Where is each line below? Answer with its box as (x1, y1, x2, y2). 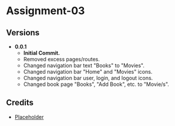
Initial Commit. (23, 49, 60, 57)
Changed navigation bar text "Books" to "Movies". (23, 62, 145, 69)
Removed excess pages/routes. (23, 56, 100, 62)
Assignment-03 (6, 4, 85, 18)
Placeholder (14, 113, 44, 120)
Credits (6, 98, 34, 108)
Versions (6, 28, 40, 38)
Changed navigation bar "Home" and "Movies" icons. (23, 68, 153, 75)
